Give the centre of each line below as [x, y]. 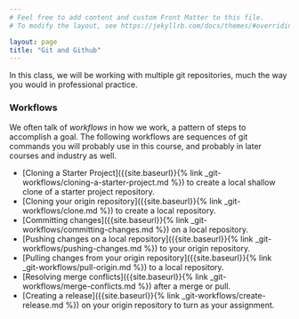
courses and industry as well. [63, 156]
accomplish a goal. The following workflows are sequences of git [129, 136]
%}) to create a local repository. [158, 211]
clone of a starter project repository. [89, 191]
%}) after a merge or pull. [184, 286]
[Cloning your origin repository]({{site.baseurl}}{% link [122, 201]
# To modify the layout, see [63, 26]
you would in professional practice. [73, 84]
